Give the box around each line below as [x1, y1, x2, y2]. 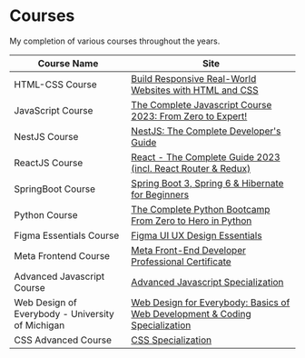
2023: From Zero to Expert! [131, 110, 248, 123]
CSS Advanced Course [14, 333, 112, 346]
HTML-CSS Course [14, 78, 97, 91]
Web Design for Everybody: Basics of [131, 296, 290, 309]
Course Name [37, 56, 99, 69]
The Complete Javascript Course [131, 98, 272, 111]
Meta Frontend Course [14, 249, 111, 262]
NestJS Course [14, 130, 79, 143]
